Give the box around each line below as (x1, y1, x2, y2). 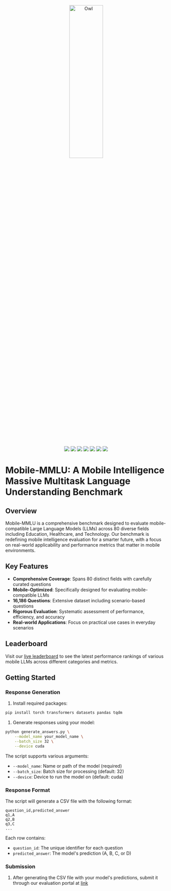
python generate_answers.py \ (5, 729, 70, 734)
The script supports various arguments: (5, 753, 89, 759)
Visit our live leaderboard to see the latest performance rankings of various (5, 653, 164, 659)
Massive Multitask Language (5, 475, 131, 487)
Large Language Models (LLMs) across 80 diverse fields (30, 526, 149, 532)
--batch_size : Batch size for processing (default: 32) (12, 768, 124, 774)
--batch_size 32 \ (14, 738, 54, 744)
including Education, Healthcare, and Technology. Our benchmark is (5, 531, 149, 537)
